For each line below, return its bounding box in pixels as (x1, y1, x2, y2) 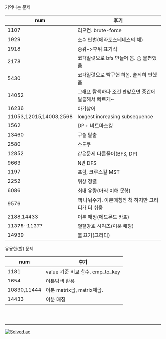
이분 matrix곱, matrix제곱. (46, 287, 103, 293)
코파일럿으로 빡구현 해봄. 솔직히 (77, 71, 147, 78)
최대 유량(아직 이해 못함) (77, 187, 131, 194)
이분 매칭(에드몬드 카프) (77, 214, 130, 220)
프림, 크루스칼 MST (77, 169, 120, 175)
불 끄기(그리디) (77, 232, 110, 239)
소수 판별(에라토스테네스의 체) (77, 36, 143, 43)
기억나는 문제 (5, 4, 31, 10)
